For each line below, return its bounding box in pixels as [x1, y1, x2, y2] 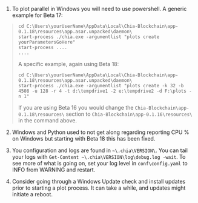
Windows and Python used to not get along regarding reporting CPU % [12, 128, 190, 136]
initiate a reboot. [12, 191, 53, 198]
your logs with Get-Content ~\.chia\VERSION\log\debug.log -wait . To [12, 153, 186, 160]
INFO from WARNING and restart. [12, 166, 96, 173]
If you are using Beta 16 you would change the [18, 104, 134, 111]
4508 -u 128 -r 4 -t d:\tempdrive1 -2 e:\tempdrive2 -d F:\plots [18, 88, 186, 94]
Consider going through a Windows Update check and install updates [12, 178, 186, 185]
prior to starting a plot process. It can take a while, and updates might [12, 184, 186, 191]
